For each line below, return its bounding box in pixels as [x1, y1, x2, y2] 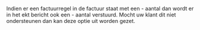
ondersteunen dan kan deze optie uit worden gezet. [6, 18, 135, 24]
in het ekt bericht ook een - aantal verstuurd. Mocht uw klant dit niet [6, 11, 176, 18]
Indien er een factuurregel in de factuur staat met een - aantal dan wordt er [6, 5, 194, 12]
